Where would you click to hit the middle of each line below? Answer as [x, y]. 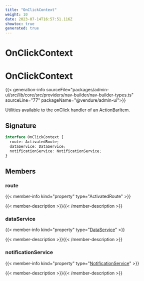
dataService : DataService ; [38, 146]
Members [20, 171]
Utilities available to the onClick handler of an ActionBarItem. [67, 110]
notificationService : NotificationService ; [55, 151]
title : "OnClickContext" [31, 10]
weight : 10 [16, 14]
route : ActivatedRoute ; [34, 142]
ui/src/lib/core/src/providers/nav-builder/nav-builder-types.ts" [69, 95]
